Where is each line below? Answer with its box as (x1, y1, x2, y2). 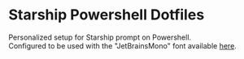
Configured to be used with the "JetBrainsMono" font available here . (8, 40, 237, 50)
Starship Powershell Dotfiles (8, 6, 205, 24)
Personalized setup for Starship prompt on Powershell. (8, 32, 192, 42)
